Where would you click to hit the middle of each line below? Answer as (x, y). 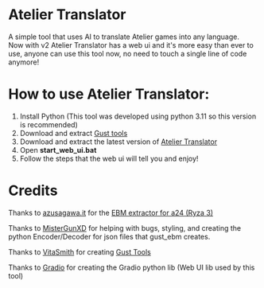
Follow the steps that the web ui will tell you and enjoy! (109, 158)
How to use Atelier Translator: (109, 94)
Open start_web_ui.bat (58, 150)
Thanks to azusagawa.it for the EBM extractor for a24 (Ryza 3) (111, 212)
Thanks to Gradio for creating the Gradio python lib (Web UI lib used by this (132, 267)
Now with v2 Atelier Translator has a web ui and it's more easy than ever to (131, 45)
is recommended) (49, 124)
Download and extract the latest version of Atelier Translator (118, 142)
